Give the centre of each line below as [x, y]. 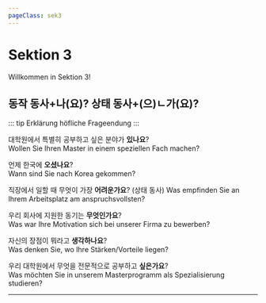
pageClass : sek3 [35, 15]
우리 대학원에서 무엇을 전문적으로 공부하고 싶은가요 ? [88, 266]
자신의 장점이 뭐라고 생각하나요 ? [58, 241]
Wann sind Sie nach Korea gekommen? [72, 174]
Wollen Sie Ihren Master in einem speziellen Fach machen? [104, 148]
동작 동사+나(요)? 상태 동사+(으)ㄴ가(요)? [104, 104]
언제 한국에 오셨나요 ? [41, 165]
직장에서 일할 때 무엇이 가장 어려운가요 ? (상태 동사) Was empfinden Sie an [124, 190]
